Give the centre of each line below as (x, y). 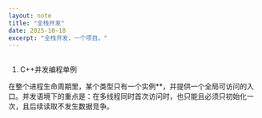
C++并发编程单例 (48, 69)
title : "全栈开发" (37, 23)
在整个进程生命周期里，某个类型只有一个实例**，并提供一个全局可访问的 (128, 86)
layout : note (30, 16)
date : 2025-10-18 (37, 30)
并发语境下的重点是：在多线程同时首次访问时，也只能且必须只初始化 (134, 96)
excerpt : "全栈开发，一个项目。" (58, 38)
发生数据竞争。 (89, 106)
